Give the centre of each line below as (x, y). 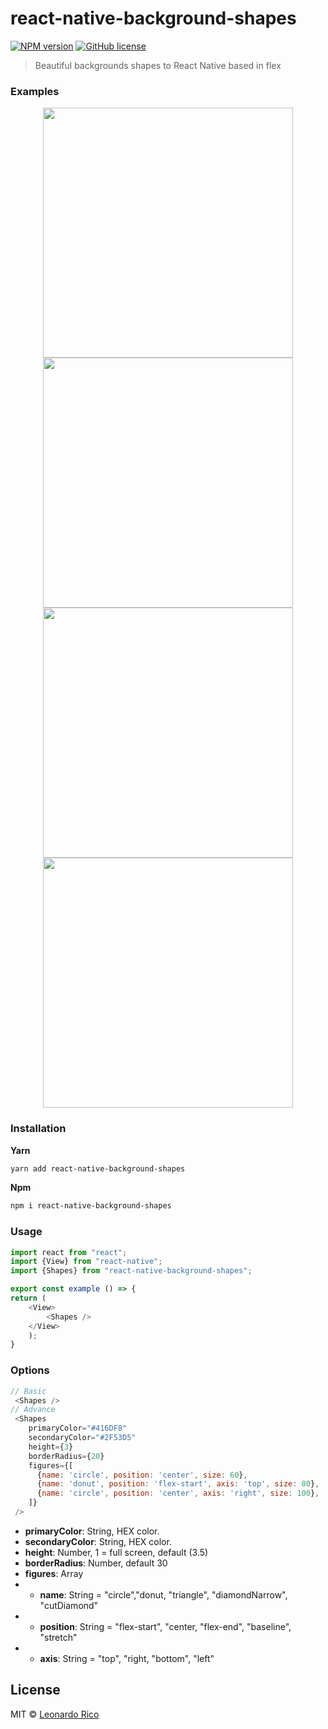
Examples (35, 91)
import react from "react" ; (69, 1252)
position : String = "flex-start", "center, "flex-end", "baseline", (165, 1626)
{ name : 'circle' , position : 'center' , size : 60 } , (142, 1475)
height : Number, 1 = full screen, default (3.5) (116, 1552)
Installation (38, 1129)
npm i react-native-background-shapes (91, 1206)
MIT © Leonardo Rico (55, 1714)
